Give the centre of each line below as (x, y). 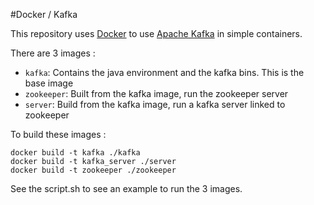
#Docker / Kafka (44, 14)
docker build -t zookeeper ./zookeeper (93, 170)
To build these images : (58, 134)
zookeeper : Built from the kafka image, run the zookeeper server (156, 93)
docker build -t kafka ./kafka (75, 153)
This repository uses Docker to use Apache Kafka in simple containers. (156, 33)
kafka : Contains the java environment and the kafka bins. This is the (164, 72)
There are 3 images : (53, 53)
